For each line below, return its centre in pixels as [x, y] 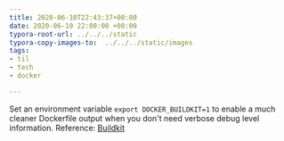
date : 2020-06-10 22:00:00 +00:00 [73, 26]
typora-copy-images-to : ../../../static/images [101, 42]
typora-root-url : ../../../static [73, 34]
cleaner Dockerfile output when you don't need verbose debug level [134, 118]
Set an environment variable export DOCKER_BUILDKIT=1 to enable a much [142, 109]
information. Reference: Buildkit [67, 128]
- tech [21, 68]
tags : [19, 51]
